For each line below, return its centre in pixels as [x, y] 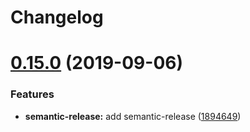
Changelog [57, 17]
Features [32, 94]
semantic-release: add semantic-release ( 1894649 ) [133, 116]
